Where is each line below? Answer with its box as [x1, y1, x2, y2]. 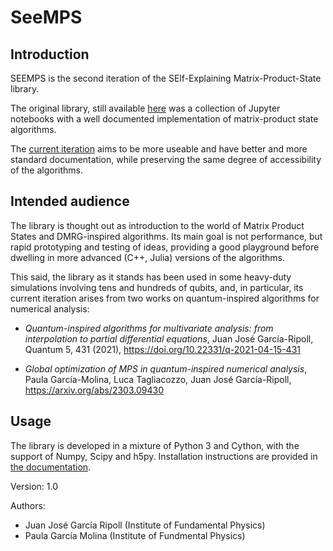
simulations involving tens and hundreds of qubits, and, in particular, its [10, 281, 304, 293]
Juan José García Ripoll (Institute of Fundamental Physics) [24, 519, 266, 531]
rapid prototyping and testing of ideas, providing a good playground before [10, 241, 320, 253]
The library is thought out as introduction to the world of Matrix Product [10, 219, 305, 231]
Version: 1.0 [10, 480, 59, 492]
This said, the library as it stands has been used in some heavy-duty [10, 271, 292, 283]
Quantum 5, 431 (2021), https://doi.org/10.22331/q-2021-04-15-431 [24, 343, 301, 355]
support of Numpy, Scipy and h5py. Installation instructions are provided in [10, 450, 318, 462]
